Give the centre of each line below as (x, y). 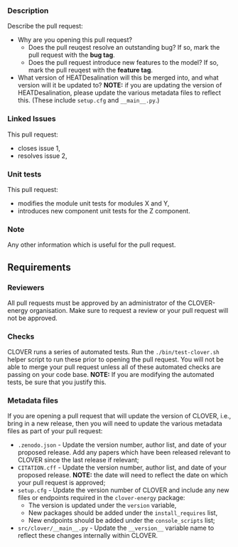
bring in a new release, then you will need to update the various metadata (115, 424)
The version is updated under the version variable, (102, 505)
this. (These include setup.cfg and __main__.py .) (88, 100)
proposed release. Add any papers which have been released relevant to (124, 452)
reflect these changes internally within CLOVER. (88, 536)
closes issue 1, (39, 148)
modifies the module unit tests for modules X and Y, (93, 203)
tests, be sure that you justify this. (57, 382)
